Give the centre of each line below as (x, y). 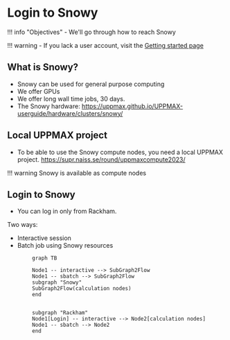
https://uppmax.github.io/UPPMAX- (133, 106)
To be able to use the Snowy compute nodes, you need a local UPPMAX (120, 152)
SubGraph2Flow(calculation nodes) (82, 289)
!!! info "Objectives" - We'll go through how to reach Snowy (92, 32)
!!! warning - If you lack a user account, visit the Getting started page (106, 45)
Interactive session (44, 238)
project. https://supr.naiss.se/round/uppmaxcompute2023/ (101, 159)
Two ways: (23, 225)
